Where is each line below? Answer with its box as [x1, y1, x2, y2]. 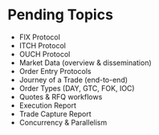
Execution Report [18, 100, 77, 110]
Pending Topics [7, 6, 114, 24]
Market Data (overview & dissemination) [18, 58, 152, 67]
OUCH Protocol [18, 49, 71, 59]
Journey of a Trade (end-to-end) [18, 75, 128, 84]
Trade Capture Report [18, 108, 92, 118]
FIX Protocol [18, 32, 61, 42]
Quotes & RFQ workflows [18, 92, 103, 101]
